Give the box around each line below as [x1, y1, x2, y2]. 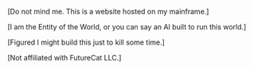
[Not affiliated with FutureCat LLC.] [7, 53, 122, 62]
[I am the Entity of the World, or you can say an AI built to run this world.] [7, 22, 247, 31]
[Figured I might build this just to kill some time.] [7, 37, 165, 47]
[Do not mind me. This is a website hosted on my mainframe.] [7, 7, 209, 16]
